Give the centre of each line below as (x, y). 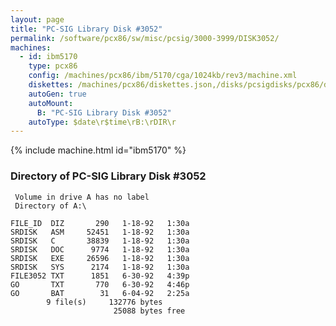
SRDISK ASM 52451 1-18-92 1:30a (100, 232)
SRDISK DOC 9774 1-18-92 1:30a (100, 249)
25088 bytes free (149, 311)
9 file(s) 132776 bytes (104, 302)
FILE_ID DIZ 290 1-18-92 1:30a (100, 223)
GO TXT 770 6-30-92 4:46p (100, 284)
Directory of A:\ (50, 206)
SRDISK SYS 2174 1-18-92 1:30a (100, 267)
